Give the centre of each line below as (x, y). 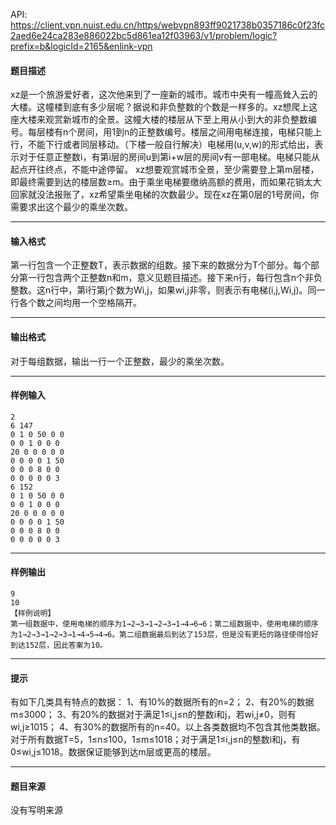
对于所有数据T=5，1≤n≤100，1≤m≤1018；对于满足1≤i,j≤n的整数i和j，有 (155, 740)
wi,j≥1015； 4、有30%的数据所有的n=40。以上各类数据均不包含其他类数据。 (168, 727)
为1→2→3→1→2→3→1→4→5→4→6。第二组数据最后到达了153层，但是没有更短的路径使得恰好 (164, 635)
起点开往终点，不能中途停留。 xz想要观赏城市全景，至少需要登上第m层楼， (165, 170)
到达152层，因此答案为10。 (59, 645)
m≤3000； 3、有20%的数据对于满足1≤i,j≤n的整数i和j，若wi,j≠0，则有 (153, 715)
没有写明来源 (36, 810)
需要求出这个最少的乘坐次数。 (71, 207)
